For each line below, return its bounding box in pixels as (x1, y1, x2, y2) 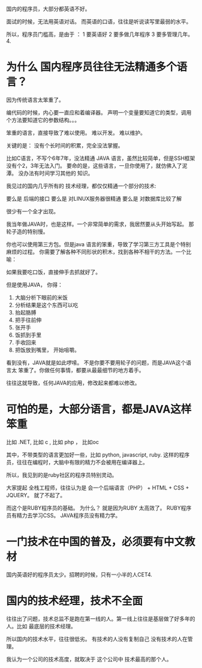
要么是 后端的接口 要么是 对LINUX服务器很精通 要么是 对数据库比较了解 (6, 195, 182, 202)
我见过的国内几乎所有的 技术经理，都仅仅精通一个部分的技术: (6, 182, 156, 189)
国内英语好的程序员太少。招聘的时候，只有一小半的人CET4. (6, 571, 153, 578)
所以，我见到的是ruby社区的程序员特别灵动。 (6, 471, 117, 478)
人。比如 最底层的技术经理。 (6, 622, 76, 630)
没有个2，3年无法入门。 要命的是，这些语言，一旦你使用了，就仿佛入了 (6, 162, 183, 169)
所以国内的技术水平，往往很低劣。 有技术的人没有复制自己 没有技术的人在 (6, 635, 188, 642)
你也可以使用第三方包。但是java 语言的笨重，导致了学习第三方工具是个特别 (6, 240, 191, 247)
